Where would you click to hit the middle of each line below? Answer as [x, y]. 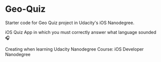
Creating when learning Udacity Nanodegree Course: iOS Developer [75, 49]
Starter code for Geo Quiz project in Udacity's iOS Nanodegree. [70, 23]
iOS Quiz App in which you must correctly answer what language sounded [81, 32]
